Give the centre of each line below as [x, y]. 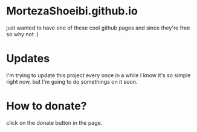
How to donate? [47, 106]
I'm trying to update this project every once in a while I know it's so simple [98, 75]
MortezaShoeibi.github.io [72, 11]
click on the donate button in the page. [54, 122]
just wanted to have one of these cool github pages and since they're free [98, 28]
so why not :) [23, 34]
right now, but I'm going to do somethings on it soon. [72, 81]
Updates [28, 59]
